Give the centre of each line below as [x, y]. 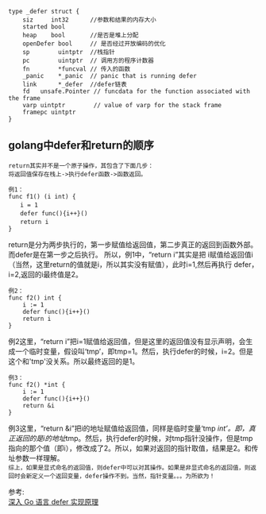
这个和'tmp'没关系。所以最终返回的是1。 [74, 361]
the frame [25, 99]
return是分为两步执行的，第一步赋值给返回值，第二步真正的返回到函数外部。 [133, 244]
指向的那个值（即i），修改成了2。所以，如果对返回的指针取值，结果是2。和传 [133, 448]
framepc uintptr [50, 112]
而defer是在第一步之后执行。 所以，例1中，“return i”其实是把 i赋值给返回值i [131, 254]
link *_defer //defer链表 [75, 84]
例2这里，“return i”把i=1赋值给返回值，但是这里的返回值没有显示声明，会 [127, 341]
